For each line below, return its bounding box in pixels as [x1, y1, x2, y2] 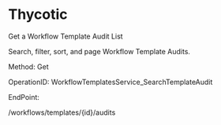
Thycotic [8, 6, 68, 24]
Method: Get [8, 61, 49, 72]
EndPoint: [8, 92, 39, 101]
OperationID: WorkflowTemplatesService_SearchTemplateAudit [8, 77, 213, 86]
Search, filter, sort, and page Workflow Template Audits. [8, 46, 191, 56]
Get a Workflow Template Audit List [8, 31, 124, 41]
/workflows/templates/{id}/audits [8, 108, 116, 117]
